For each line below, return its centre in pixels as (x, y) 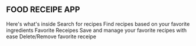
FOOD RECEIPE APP (43, 10)
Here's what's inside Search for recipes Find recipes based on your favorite (98, 24)
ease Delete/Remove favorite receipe (51, 36)
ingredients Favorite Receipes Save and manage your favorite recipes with (97, 30)
